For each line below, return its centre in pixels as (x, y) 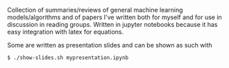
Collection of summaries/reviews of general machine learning (95, 10)
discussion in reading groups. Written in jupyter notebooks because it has (112, 24)
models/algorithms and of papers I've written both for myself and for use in (114, 17)
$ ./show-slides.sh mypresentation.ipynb (68, 58)
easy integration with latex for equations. (65, 32)
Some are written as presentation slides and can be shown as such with (110, 45)
